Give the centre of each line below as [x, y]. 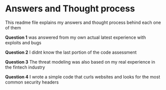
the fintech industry [25, 67]
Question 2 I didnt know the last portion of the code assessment [71, 52]
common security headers [32, 82]
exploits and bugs [23, 42]
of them [13, 27]
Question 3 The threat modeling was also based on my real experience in [80, 62]
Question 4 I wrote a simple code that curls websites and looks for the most [83, 77]
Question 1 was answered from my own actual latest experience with [76, 37]
